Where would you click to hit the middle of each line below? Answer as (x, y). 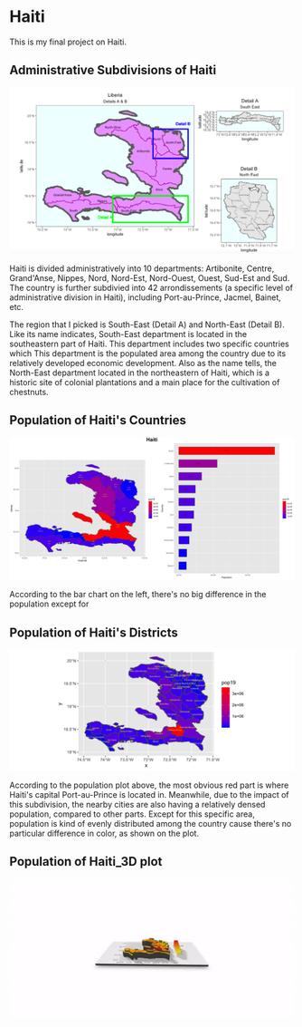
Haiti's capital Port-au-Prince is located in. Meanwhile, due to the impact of (149, 794)
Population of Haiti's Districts (94, 632)
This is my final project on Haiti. (68, 42)
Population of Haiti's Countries (98, 420)
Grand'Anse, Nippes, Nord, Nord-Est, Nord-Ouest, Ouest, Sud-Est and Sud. (150, 277)
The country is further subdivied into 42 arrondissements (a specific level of (151, 287)
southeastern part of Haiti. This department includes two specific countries (149, 344)
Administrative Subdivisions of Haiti (113, 70)
